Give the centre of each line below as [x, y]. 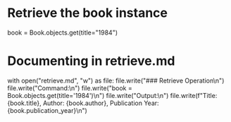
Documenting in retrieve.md [91, 61]
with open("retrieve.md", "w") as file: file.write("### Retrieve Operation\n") [116, 80]
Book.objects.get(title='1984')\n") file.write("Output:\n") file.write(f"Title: [112, 95]
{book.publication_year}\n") [48, 110]
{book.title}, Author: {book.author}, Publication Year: [83, 103]
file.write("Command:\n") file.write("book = [70, 88]
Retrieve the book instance [87, 13]
